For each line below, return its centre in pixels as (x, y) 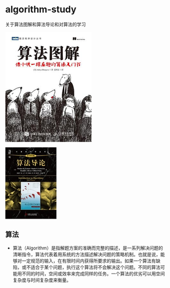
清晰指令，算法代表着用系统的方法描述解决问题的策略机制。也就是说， (87, 254)
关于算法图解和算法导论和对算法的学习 (45, 24)
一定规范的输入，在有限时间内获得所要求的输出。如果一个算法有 (89, 261)
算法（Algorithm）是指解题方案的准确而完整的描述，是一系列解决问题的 (88, 248)
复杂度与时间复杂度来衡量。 (42, 280)
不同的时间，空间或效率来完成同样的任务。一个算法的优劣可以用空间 (93, 274)
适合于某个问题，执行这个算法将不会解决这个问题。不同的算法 (95, 267)
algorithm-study (41, 9)
